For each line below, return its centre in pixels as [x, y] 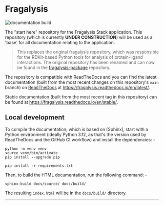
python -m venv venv [26, 148]
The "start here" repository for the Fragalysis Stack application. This [74, 32]
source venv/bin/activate [31, 153]
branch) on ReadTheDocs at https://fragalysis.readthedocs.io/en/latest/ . [78, 87]
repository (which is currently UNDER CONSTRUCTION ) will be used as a [79, 37]
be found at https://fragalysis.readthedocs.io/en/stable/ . [61, 102]
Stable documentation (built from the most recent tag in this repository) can [81, 97]
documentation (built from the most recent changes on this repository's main [82, 82]
